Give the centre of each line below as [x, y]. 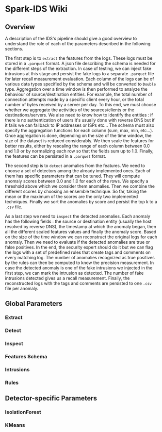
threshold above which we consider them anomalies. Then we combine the [80, 186]
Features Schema [26, 357]
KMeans [15, 425]
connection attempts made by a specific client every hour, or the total [74, 100]
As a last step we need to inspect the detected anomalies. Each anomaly [78, 216]
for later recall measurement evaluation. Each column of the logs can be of [80, 79]
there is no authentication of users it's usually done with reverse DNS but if [80, 120]
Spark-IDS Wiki [36, 9]
